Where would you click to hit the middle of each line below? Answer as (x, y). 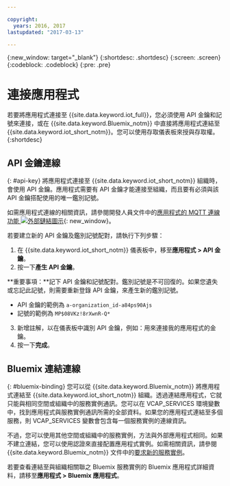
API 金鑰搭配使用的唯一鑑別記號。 (55, 198)
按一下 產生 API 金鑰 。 (48, 267)
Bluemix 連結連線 (44, 369)
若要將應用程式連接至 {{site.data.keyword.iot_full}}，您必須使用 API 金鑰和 (112, 115)
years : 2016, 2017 (40, 26)
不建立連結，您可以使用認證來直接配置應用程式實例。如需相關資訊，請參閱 (112, 444)
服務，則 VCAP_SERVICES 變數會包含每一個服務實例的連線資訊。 (99, 420)
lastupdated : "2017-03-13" (46, 32)
